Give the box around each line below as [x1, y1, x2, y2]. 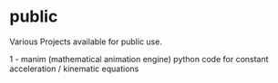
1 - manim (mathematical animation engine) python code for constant [9, 53, 269, 64]
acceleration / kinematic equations [9, 63, 139, 74]
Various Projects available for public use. [9, 36, 162, 47]
